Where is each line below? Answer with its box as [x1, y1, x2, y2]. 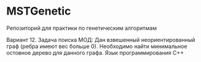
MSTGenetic [6, 4, 72, 18]
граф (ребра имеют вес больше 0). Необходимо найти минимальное [6, 43, 188, 50]
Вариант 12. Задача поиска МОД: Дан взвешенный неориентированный [6, 36, 195, 43]
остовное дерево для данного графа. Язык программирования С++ [6, 49, 184, 56]
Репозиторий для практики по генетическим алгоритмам [6, 24, 157, 32]
